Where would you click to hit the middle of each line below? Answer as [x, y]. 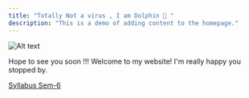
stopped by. [28, 69]
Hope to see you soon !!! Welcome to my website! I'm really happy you [124, 61]
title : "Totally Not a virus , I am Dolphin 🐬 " [91, 16]
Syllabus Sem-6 [35, 85]
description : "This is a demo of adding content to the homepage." [124, 23]
